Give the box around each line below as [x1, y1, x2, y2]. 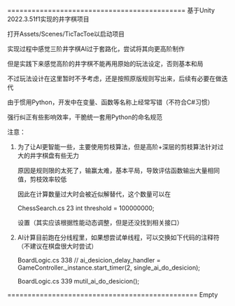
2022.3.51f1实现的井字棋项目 [7, 15, 90, 23]
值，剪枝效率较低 [17, 175, 67, 183]
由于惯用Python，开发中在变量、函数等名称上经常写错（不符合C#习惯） [7, 98, 214, 106]
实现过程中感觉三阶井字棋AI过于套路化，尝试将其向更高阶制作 [7, 45, 185, 53]
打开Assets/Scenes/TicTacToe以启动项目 [7, 30, 125, 38]
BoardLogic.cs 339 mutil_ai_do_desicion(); [17, 277, 140, 285]
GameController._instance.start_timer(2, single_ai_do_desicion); [17, 263, 201, 272]
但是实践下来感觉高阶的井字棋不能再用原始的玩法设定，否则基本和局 [7, 60, 204, 68]
